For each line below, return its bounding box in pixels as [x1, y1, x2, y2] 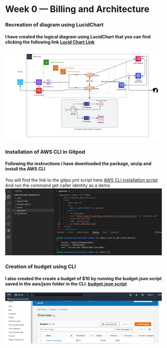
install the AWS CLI [5, 166, 46, 172]
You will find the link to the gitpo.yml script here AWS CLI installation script [5, 177, 158, 183]
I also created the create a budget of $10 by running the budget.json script [5, 275, 162, 281]
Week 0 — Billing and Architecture [5, 3, 150, 15]
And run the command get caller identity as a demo [5, 182, 110, 188]
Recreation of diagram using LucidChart [5, 21, 104, 28]
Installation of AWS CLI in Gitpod [5, 148, 85, 155]
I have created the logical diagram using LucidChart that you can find [5, 33, 151, 39]
